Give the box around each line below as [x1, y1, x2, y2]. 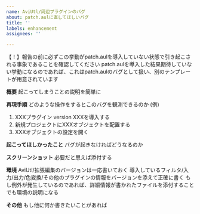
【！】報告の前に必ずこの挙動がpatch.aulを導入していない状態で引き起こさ [6, 53, 191, 60]
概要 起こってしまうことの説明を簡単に [6, 88, 101, 95]
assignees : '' [6, 31, 42, 37]
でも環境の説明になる [6, 189, 59, 196]
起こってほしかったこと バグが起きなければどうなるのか [6, 141, 143, 148]
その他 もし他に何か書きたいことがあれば [6, 201, 107, 209]
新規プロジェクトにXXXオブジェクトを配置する [14, 121, 131, 128]
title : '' [6, 20, 31, 26]
